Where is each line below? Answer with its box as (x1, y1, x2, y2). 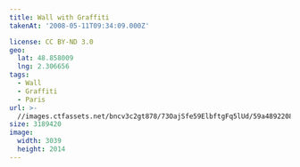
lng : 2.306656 (17, 62, 70, 71)
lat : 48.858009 (17, 54, 74, 63)
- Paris (17, 95, 46, 104)
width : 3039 (17, 137, 62, 146)
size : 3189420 (9, 120, 62, 129)
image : (9, 128, 34, 138)
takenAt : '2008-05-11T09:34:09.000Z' (9, 21, 150, 30)
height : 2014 (17, 145, 66, 154)
